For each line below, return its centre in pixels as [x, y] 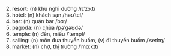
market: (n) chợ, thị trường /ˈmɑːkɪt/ [55, 46]
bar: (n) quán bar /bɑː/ [39, 21]
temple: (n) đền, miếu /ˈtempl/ [48, 34]
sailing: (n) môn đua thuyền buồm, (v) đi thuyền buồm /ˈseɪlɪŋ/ [88, 40]
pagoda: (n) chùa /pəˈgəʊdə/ [47, 27]
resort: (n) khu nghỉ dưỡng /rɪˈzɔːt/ [54, 9]
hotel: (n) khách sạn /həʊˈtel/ [47, 15]
